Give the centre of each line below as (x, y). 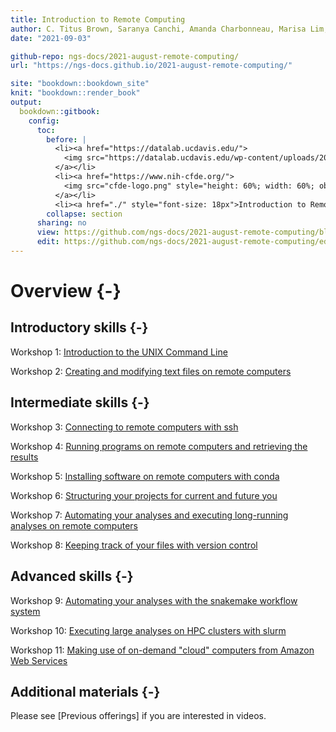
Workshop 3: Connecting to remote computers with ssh (124, 427)
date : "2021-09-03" (51, 38)
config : (44, 121)
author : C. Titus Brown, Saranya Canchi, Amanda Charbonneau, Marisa (158, 29)
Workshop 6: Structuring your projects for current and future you (144, 495)
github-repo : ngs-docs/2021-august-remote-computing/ (125, 56)
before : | (66, 139)
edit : (48, 242)
